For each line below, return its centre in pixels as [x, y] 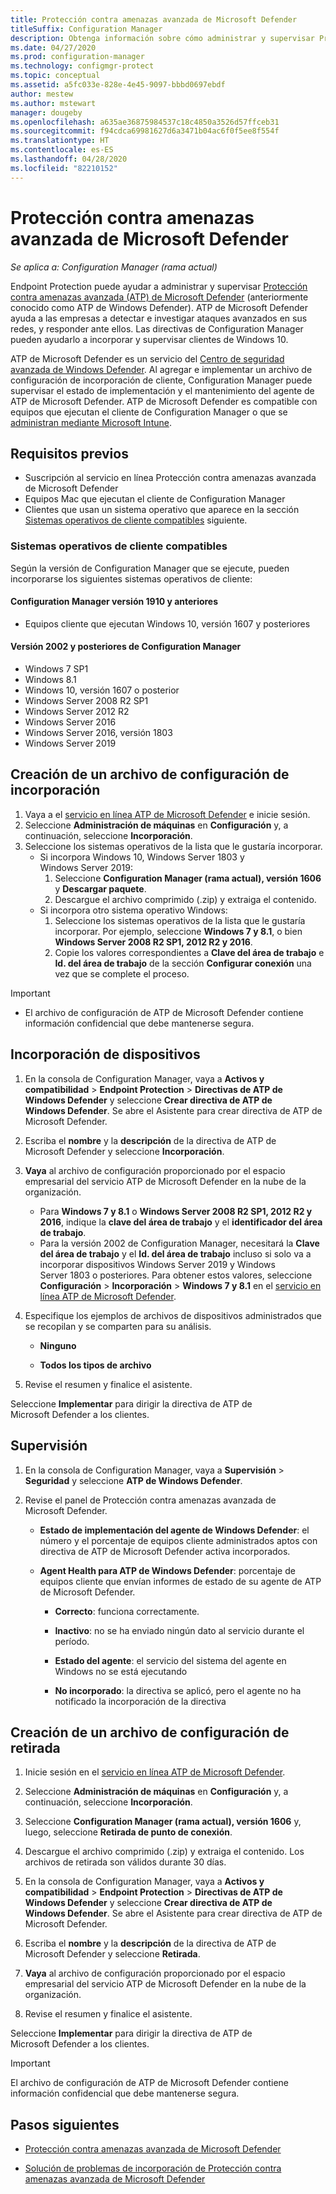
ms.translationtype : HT [60, 141]
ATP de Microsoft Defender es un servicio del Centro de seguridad [147, 358]
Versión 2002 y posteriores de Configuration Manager [126, 647]
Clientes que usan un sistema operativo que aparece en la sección [162, 510]
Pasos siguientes [65, 2124]
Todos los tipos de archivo [95, 1365]
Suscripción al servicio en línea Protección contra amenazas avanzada [170, 478]
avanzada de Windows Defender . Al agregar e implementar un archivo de [161, 369]
